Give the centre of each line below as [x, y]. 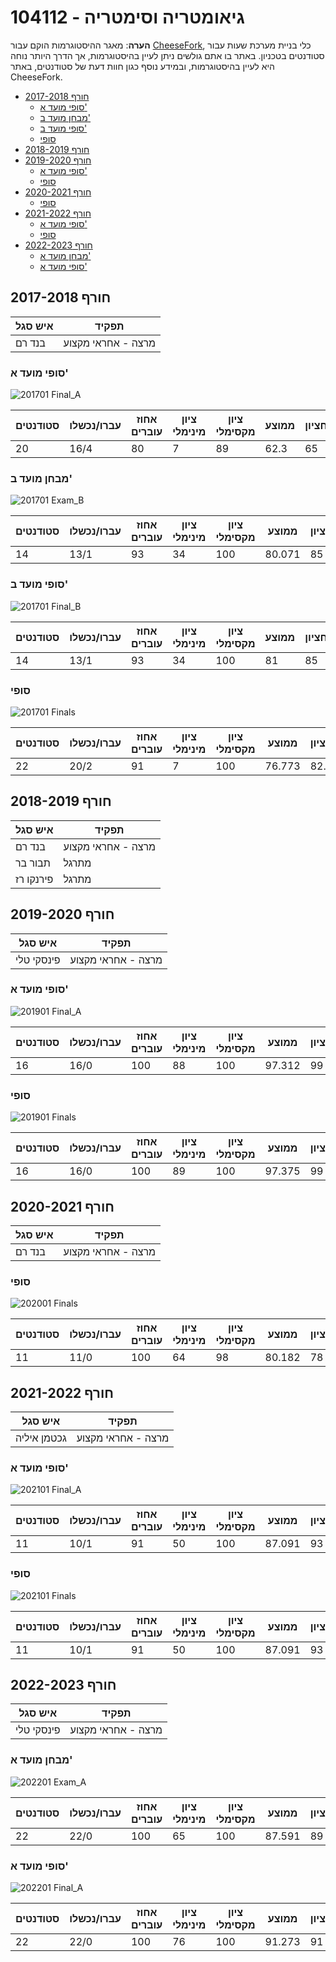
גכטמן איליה [41, 1438]
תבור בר [33, 863]
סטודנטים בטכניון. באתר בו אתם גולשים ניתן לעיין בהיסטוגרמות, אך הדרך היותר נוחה [167, 55]
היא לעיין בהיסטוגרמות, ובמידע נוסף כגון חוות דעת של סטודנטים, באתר [142, 66]
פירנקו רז [34, 879]
